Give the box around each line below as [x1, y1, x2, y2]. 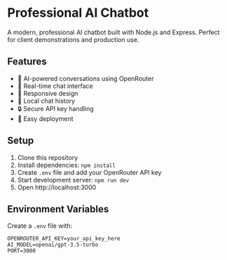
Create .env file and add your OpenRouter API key [17, 168, 162, 176]
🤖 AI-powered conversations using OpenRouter [17, 74, 154, 82]
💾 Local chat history [17, 96, 76, 105]
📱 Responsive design [17, 89, 78, 97]
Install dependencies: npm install [17, 161, 116, 169]
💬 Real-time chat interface [17, 82, 93, 90]
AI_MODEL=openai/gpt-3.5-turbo [7, 241, 99, 249]
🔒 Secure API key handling [17, 104, 95, 113]
